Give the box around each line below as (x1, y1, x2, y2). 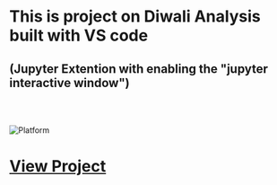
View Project (9, 156, 107, 177)
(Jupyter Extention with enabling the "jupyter (9, 61, 269, 76)
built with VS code (9, 25, 149, 46)
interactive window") (9, 75, 130, 91)
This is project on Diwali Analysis (9, 6, 262, 27)
